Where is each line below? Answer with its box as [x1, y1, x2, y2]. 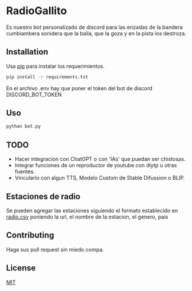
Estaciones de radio [6, 191, 81, 201]
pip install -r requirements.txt [6, 74, 89, 80]
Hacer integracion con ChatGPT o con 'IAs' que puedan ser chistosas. [14, 156, 186, 163]
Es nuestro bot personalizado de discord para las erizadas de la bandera [6, 24, 183, 31]
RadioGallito [6, 4, 67, 18]
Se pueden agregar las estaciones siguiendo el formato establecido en [6, 207, 178, 214]
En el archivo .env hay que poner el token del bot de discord [6, 84, 152, 92]
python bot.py [6, 124, 41, 130]
